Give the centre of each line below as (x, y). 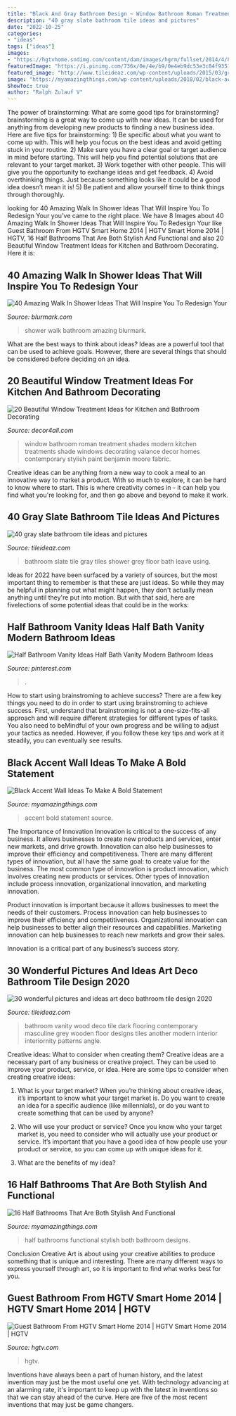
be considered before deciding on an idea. (69, 359)
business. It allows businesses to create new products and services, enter (114, 839)
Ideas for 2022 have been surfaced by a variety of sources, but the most (112, 575)
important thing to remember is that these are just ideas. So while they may (116, 582)
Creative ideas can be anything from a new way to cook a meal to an (106, 472)
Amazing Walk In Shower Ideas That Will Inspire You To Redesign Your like (115, 223)
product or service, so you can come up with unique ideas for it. (110, 1149)
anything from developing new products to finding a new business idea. (111, 127)
